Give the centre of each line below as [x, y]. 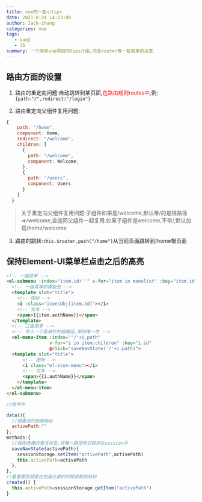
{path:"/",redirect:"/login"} [53, 99]
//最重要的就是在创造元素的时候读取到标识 [52, 477]
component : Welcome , [54, 161]
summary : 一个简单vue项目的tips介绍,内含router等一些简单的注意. [81, 51]
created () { [21, 483]
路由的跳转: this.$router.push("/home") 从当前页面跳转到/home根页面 [101, 240]
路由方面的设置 [34, 77]
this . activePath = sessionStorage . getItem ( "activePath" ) [82, 488]
